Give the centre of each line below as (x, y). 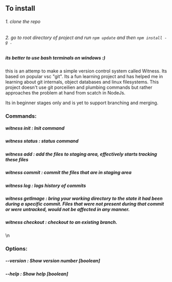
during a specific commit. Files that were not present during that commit (85, 204)
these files (17, 159)
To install (20, 8)
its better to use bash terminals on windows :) (55, 58)
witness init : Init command (35, 128)
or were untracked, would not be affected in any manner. (68, 209)
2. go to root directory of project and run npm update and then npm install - (86, 37)
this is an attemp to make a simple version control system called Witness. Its (86, 71)
